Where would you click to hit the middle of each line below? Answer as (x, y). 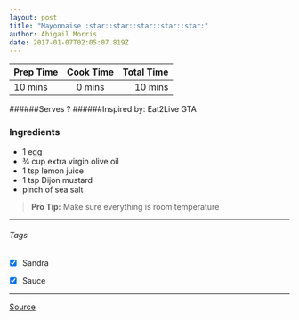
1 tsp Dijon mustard (57, 180)
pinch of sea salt (53, 189)
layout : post (33, 17)
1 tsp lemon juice (53, 171)
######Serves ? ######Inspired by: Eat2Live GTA (103, 109)
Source (22, 307)
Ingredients (35, 132)
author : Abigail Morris (53, 34)
